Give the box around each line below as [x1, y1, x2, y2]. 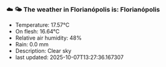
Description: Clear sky [15, 48, 72, 55]
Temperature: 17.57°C [15, 21, 70, 29]
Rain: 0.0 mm [15, 41, 49, 48]
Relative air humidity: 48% [15, 34, 82, 41]
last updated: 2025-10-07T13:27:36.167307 [15, 54, 124, 61]
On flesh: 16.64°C [15, 28, 60, 35]
